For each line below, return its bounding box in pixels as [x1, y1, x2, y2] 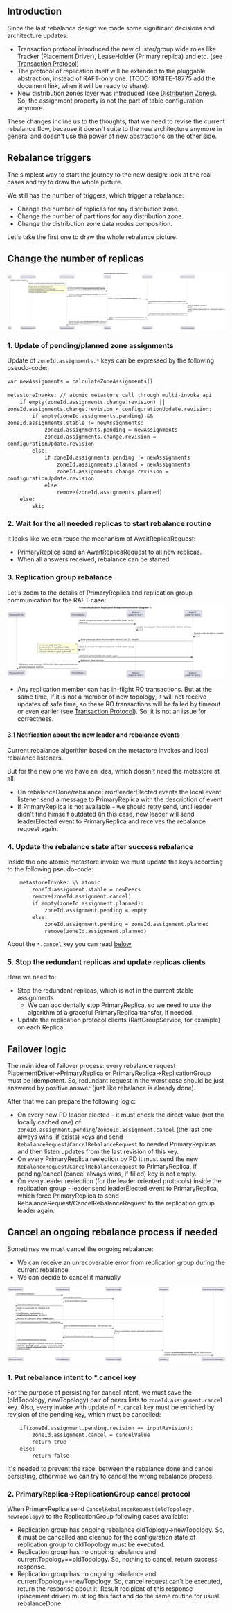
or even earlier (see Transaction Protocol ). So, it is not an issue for [17, 707, 206, 716]
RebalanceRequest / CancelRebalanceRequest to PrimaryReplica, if [17, 1162, 197, 1171]
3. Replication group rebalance [7, 573, 113, 582]
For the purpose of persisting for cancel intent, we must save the [7, 1388, 193, 1396]
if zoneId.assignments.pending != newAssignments [44, 454, 190, 462]
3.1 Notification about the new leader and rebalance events [7, 731, 180, 739]
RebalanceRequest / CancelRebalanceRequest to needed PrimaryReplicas [17, 1140, 217, 1149]
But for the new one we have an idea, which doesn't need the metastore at [7, 767, 220, 775]
